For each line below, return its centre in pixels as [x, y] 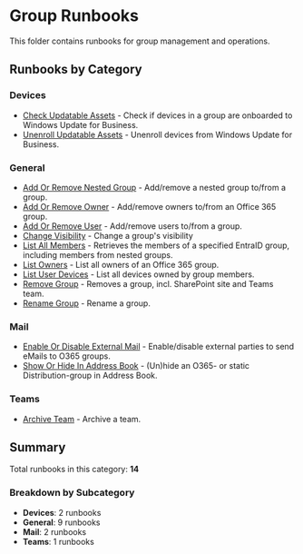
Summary [38, 447]
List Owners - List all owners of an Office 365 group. [121, 264]
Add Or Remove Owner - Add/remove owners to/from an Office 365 [149, 206]
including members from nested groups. [98, 254]
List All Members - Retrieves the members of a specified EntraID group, [156, 245]
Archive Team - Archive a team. [82, 419]
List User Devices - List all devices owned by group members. [138, 274]
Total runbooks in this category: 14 [74, 470]
